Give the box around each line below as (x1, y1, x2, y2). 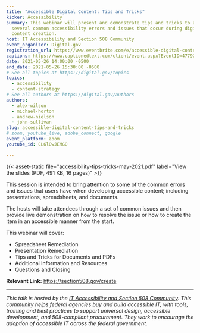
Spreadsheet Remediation (14, 240, 79, 247)
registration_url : (6, 48, 52, 54)
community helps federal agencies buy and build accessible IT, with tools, (6, 301, 189, 308)
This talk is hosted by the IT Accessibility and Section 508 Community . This (6, 294, 192, 301)
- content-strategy (11, 86, 60, 92)
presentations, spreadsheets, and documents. (6, 193, 119, 200)
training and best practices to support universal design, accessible (6, 307, 171, 314)
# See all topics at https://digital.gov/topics (6, 70, 129, 76)
